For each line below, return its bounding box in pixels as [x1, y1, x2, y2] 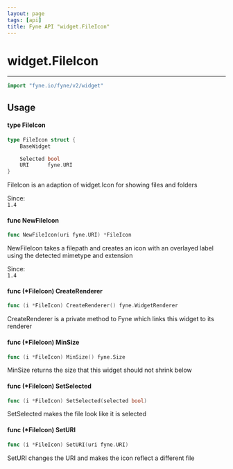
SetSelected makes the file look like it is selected [7, 410, 147, 418]
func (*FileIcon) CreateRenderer [7, 287, 103, 295]
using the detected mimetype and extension [7, 251, 133, 260]
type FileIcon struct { [7, 136, 76, 143]
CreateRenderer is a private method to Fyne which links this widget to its [7, 315, 215, 323]
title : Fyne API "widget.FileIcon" [7, 23, 110, 30]
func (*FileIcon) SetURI [7, 426, 76, 434]
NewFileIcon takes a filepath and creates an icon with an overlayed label [7, 244, 214, 253]
